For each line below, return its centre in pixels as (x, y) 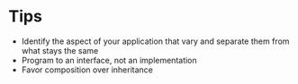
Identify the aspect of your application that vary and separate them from (155, 41)
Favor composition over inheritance (87, 70)
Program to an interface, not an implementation (109, 60)
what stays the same (60, 50)
